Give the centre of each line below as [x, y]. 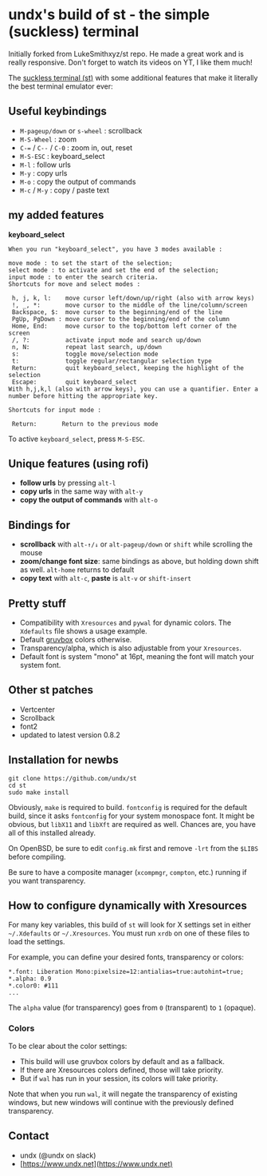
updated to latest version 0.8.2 [70, 735]
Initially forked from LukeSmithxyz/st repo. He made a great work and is [126, 54]
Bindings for [39, 525]
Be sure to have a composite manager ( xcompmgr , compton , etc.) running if [128, 872]
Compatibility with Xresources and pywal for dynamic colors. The [126, 622]
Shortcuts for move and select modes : [75, 284]
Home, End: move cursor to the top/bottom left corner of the [124, 326]
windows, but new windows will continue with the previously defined [121, 1102]
